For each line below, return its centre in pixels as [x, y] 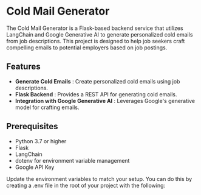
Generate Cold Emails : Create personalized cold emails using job [97, 81]
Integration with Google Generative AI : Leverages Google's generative [105, 101]
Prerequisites [32, 126]
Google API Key [35, 167]
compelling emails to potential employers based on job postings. [87, 48]
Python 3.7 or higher [41, 141]
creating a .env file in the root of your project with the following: [86, 185]
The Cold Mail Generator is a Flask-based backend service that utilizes [95, 28]
